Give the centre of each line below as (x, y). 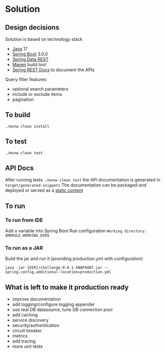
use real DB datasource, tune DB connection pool (62, 309)
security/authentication (36, 325)
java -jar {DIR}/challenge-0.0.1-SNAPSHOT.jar (54, 268)
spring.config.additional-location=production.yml (58, 272)
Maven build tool (29, 65)
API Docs (19, 168)
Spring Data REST (30, 59)
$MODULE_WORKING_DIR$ (27, 236)
